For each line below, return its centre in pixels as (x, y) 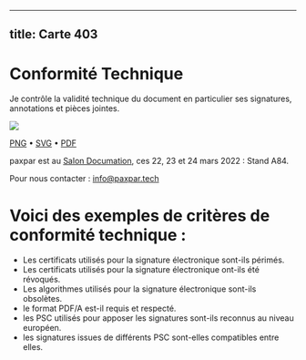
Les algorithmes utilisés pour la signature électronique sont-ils (139, 289)
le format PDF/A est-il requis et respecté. (99, 309)
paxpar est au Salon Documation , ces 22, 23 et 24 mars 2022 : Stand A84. (149, 161)
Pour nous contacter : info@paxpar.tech (84, 179)
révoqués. (41, 280)
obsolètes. (42, 299)
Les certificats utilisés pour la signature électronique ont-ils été (141, 270)
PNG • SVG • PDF (43, 143)
